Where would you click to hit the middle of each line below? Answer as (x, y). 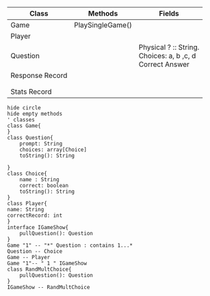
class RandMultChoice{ (39, 269)
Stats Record (31, 92)
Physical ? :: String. (169, 47)
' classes (21, 120)
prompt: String (41, 144)
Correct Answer (164, 64)
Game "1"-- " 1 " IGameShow (47, 263)
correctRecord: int (35, 215)
